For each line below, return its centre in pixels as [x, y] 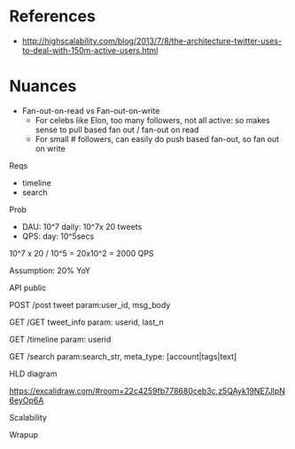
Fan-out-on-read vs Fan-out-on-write [91, 110]
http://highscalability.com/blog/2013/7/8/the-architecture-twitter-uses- [151, 41]
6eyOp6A [27, 400]
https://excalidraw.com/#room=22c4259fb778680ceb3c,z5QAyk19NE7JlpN [147, 390]
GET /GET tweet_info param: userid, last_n [86, 322]
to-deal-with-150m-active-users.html [90, 50]
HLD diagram [33, 374]
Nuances [43, 87]
